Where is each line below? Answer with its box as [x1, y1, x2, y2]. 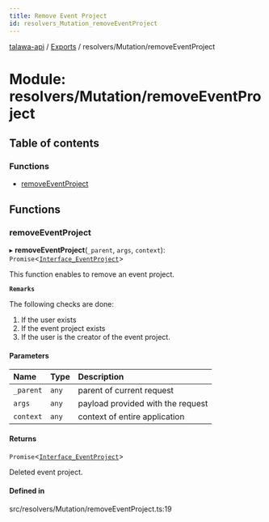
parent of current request [78, 385, 174, 397]
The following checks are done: [9, 299, 115, 309]
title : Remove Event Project [9, 11, 107, 20]
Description [78, 371, 124, 383]
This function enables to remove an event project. [9, 269, 174, 279]
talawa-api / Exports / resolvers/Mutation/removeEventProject [9, 41, 216, 51]
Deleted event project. [9, 467, 83, 477]
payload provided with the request [78, 398, 208, 410]
